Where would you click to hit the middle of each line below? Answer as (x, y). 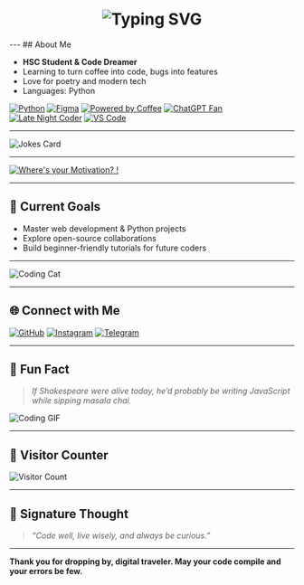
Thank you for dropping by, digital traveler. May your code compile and (146, 561)
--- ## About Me (41, 44)
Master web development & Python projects (104, 228)
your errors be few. (46, 571)
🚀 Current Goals (55, 207)
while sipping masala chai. (81, 401)
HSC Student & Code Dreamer (80, 61)
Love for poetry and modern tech (84, 80)
